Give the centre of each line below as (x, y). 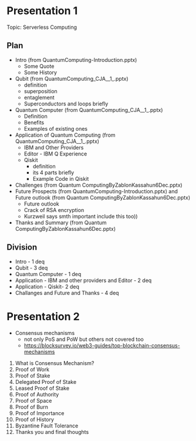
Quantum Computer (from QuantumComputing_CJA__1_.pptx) (89, 110)
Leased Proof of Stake (42, 388)
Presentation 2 (43, 316)
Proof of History (35, 419)
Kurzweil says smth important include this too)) (81, 216)
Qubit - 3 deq (31, 268)
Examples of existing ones (55, 128)
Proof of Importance (40, 413)
